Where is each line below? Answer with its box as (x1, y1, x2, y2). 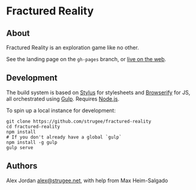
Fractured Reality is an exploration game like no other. (6, 44, 139, 51)
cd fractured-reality (6, 123, 61, 129)
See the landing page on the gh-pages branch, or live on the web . (6, 56, 167, 62)
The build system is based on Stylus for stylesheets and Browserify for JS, (6, 89, 191, 96)
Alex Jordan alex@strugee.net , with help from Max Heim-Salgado (6, 177, 168, 184)
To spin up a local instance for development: (6, 107, 116, 114)
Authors (6, 161, 38, 171)
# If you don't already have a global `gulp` (6, 134, 122, 140)
